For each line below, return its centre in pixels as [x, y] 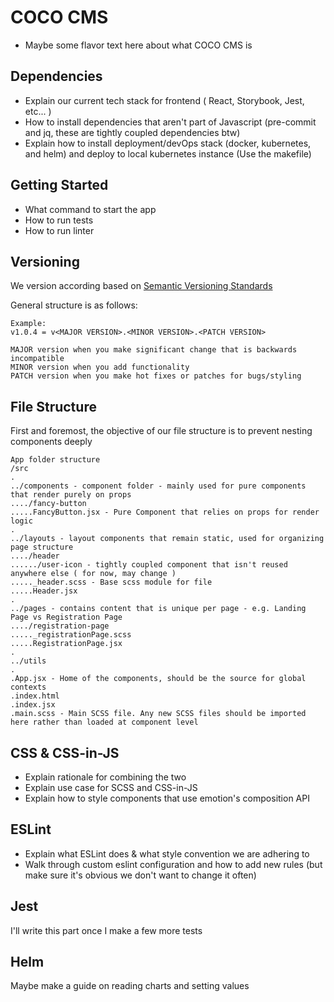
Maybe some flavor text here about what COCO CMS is [138, 45]
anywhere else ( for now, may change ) [93, 574]
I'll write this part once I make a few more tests [106, 930]
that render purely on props [71, 495]
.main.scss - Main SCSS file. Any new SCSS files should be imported [158, 714]
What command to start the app [90, 209]
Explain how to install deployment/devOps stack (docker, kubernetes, [168, 143]
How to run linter [59, 230]
